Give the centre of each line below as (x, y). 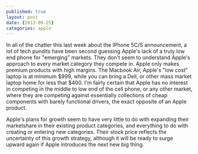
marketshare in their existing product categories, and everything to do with (97, 126)
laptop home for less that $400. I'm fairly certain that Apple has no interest (97, 83)
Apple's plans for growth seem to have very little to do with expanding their (98, 120)
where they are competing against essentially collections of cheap (87, 95)
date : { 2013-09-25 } (30, 23)
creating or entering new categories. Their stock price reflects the (86, 132)
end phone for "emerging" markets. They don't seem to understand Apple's (98, 57)
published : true (26, 12)
